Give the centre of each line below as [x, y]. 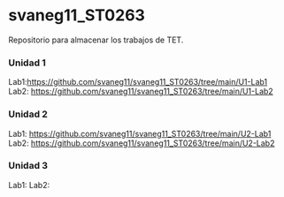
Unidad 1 [27, 63]
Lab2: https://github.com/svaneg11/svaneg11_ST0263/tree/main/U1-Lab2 [141, 91]
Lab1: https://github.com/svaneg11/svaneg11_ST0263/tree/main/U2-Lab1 [140, 133]
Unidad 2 [28, 114]
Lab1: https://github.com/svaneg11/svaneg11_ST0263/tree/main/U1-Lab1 [138, 82]
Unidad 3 [28, 166]
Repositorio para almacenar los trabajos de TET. [96, 40]
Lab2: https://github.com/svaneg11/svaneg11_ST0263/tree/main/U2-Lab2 [142, 143]
